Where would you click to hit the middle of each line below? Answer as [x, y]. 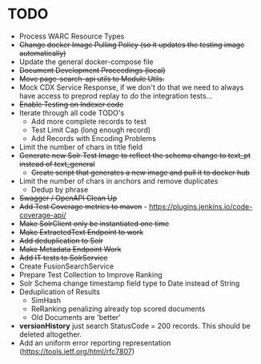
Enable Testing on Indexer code [71, 104]
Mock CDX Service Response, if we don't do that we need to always [131, 87]
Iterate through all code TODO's [72, 112]
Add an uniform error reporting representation [95, 342]
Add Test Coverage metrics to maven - [83, 206]
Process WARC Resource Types [72, 36]
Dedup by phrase [60, 189]
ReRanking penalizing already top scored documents [118, 309]
